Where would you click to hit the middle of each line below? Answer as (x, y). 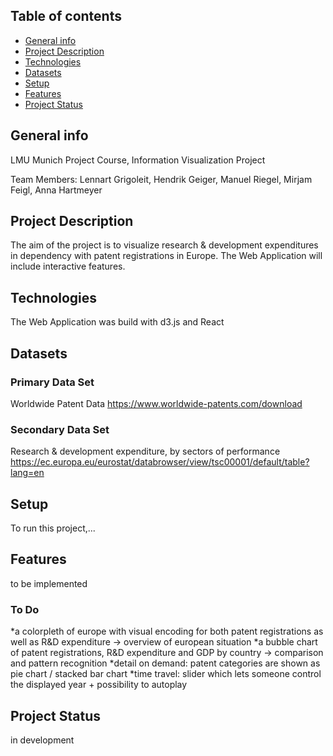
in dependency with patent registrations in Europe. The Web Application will (166, 256)
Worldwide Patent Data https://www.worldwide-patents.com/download (156, 403)
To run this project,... (53, 528)
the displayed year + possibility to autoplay (99, 685)
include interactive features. (68, 266)
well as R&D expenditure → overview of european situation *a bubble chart (164, 642)
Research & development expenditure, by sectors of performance (145, 451)
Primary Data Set (52, 382)
